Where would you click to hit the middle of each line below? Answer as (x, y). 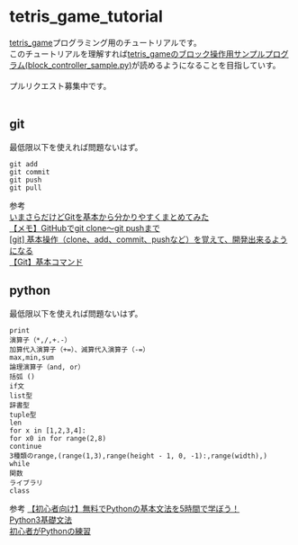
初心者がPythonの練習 (50, 531)
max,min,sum (32, 357)
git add (24, 164)
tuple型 (23, 415)
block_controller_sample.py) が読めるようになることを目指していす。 (154, 65)
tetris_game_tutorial (86, 17)
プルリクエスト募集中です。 (60, 85)
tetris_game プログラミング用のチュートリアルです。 (106, 42)
